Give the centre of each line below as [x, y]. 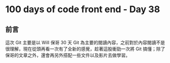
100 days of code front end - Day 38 [83, 9]
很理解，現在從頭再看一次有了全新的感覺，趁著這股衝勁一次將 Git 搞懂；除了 [85, 49]
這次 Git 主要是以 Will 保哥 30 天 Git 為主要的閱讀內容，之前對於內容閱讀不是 [85, 42]
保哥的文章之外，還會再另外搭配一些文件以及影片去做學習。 [68, 55]
